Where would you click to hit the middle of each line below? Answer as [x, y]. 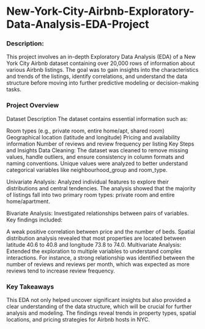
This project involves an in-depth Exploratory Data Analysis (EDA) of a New [101, 57]
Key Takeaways [30, 287]
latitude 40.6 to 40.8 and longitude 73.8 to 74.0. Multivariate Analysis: [94, 244]
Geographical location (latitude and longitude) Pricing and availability [93, 137]
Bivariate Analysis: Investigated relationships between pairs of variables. [98, 213]
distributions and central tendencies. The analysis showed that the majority [101, 188]
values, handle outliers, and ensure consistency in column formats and [95, 157]
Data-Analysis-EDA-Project [78, 24]
